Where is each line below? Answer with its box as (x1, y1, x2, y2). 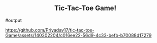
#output (5, 17, 22, 23)
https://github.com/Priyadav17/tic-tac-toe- (5, 27, 95, 33)
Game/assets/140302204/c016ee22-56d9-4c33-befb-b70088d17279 (5, 32, 152, 38)
